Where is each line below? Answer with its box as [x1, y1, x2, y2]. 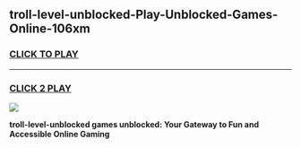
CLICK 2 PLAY [9, 82, 72, 94]
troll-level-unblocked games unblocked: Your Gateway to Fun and [9, 118, 260, 129]
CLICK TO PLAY [9, 48, 79, 61]
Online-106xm [9, 22, 91, 37]
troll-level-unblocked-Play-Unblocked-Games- [9, 7, 279, 22]
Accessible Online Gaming [9, 128, 110, 139]
